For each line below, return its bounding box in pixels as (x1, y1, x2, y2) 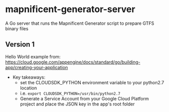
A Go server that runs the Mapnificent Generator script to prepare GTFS (5, 20, 155, 26)
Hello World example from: (5, 53, 61, 60)
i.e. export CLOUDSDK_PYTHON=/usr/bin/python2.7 (20, 90, 121, 96)
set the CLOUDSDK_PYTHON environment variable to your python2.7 (20, 79, 164, 85)
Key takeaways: (12, 74, 45, 80)
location (20, 85, 37, 91)
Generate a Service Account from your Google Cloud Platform (20, 95, 149, 101)
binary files (5, 25, 29, 31)
